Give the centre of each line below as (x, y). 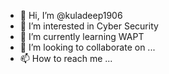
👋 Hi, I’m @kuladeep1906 (71, 15)
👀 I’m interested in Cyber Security (89, 26)
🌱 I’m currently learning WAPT (82, 36)
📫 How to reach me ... (66, 58)
